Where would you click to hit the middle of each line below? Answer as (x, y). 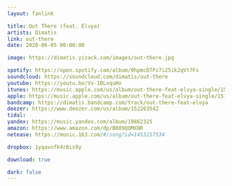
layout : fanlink (30, 13)
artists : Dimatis (32, 32)
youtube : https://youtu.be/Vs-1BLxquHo (65, 83)
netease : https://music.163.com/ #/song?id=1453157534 (86, 134)
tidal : (17, 115)
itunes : (18, 90)
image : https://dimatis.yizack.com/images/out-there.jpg (91, 58)
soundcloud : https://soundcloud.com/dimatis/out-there (88, 77)
